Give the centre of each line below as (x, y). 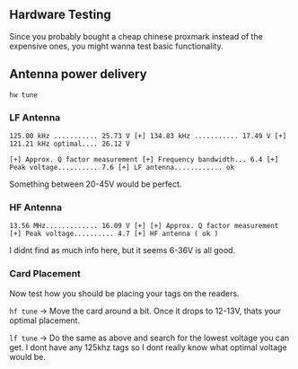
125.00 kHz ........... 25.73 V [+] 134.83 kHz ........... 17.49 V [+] (148, 136)
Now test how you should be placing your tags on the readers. (124, 293)
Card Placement (45, 274)
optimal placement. (45, 320)
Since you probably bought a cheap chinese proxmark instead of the (136, 36)
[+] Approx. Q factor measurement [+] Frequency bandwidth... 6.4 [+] (144, 159)
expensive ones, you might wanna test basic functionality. (117, 46)
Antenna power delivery (78, 74)
